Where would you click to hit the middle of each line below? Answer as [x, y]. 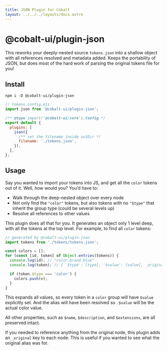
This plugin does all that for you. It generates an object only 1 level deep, [79, 223]
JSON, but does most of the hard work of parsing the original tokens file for [83, 63]
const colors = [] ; [25, 251]
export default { [23, 122]
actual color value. [24, 308]
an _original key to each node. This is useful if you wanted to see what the [83, 338]
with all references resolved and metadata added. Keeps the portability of [81, 58]
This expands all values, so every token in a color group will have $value [80, 297]
